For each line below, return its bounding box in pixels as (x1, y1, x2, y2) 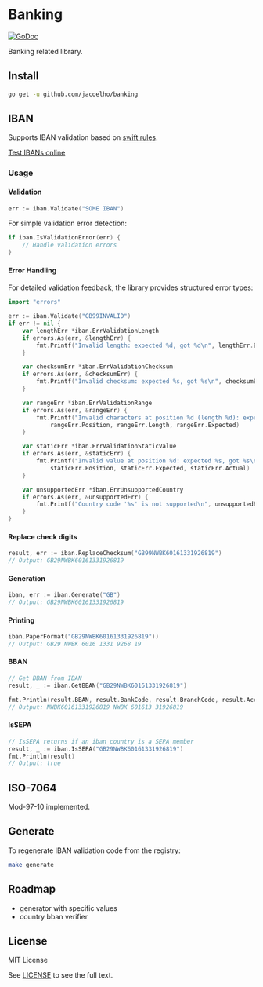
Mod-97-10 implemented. (8, 802, 90, 812)
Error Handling (8, 265, 57, 275)
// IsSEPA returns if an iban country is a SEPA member (8, 737, 194, 745)
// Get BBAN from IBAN (8, 674, 82, 682)
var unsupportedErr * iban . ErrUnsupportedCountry (22, 485, 184, 494)
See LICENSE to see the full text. (8, 971, 113, 980)
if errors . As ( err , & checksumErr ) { (22, 371, 139, 378)
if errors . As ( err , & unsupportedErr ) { (22, 493, 149, 501)
